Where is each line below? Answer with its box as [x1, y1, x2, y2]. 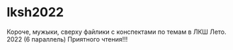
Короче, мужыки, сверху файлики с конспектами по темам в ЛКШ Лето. [6, 27, 227, 36]
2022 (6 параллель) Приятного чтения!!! [6, 35, 128, 43]
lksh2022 [6, 4, 64, 20]
